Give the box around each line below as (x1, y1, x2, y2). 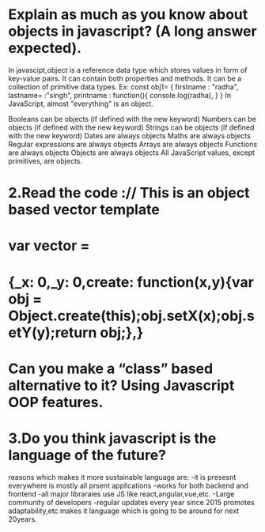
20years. (8, 514, 37, 523)
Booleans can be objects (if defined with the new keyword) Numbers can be (8, 114, 257, 123)
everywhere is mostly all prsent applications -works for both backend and (8, 481, 249, 490)
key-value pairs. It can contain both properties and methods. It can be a (8, 74, 242, 83)
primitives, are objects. (8, 156, 83, 165)
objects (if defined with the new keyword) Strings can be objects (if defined (8, 123, 255, 132)
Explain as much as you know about (8, 6, 248, 24)
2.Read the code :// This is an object (8, 184, 250, 202)
